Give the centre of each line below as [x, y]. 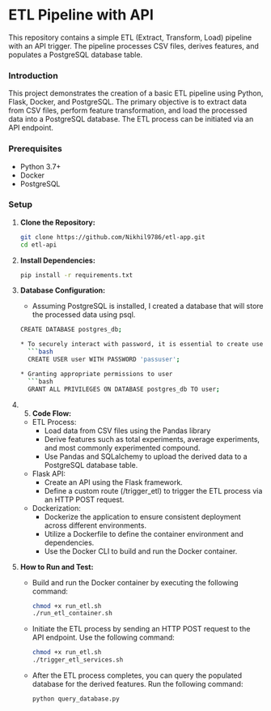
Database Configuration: [63, 290]
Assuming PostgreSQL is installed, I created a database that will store [148, 306]
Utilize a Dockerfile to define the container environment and [144, 533]
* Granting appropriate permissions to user [96, 374]
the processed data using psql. [84, 315]
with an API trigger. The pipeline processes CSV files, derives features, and [133, 45]
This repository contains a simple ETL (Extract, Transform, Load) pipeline [130, 37]
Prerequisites [35, 149]
